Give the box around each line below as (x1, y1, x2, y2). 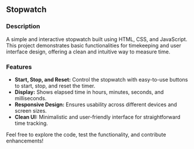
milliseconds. (14, 94, 47, 101)
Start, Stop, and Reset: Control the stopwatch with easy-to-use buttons (14, 76, 188, 83)
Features (6, 63, 32, 71)
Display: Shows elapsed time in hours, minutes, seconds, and (14, 88, 164, 96)
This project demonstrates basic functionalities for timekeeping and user (6, 42, 182, 49)
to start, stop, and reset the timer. (14, 82, 96, 89)
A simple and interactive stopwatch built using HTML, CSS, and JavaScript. (6, 35, 188, 43)
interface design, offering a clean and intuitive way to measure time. (6, 48, 171, 55)
